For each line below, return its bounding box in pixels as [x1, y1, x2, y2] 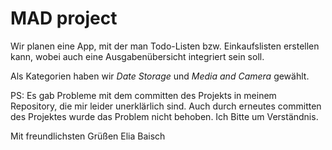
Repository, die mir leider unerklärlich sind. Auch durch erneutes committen [10, 100, 322, 112]
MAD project [10, 7, 118, 30]
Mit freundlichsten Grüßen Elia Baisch [10, 130, 166, 142]
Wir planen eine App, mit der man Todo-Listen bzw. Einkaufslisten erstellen [10, 40, 320, 52]
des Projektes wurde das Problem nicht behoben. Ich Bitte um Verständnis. [10, 110, 319, 122]
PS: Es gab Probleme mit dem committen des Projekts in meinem [10, 89, 277, 101]
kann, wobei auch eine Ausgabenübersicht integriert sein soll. [10, 50, 265, 62]
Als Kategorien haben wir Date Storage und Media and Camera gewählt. [10, 70, 310, 82]
